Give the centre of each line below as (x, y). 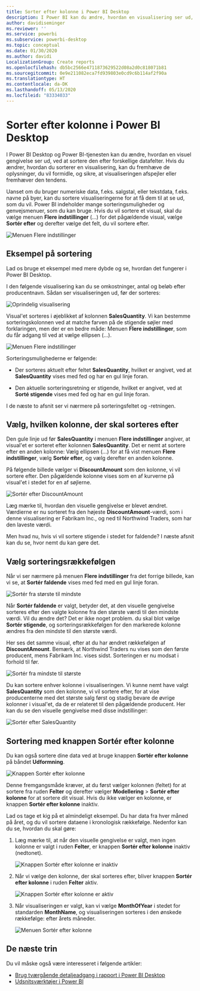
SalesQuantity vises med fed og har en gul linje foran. (81, 376)
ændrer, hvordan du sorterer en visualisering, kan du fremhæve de (88, 167)
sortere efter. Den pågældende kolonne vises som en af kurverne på (90, 476)
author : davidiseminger (36, 23)
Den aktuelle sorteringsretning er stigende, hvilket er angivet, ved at (98, 388)
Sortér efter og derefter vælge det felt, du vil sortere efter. (78, 223)
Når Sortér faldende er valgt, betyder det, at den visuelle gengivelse (90, 606)
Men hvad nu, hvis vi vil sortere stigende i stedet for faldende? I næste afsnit (100, 537)
